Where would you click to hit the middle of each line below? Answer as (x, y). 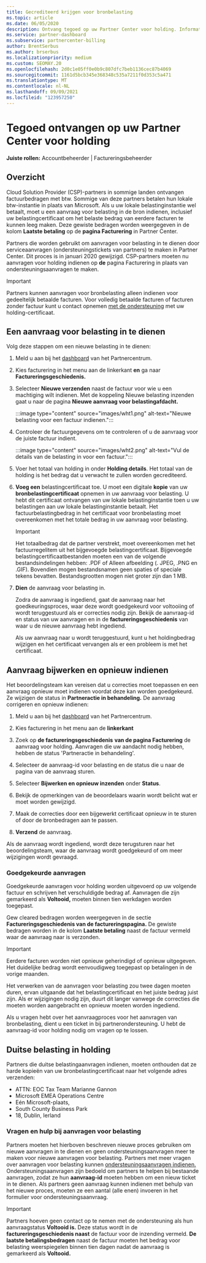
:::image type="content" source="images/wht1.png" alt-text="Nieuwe (103, 413)
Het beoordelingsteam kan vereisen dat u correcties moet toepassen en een (102, 685)
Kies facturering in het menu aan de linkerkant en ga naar (88, 370)
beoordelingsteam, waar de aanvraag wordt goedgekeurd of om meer (94, 851)
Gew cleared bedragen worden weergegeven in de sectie (79, 918)
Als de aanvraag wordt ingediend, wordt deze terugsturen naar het (90, 844)
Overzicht (26, 178)
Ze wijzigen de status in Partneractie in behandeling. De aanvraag (91, 698)
